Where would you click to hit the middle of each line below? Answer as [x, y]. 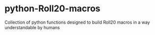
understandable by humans [32, 27]
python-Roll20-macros [52, 9]
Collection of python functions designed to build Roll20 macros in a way [77, 22]
